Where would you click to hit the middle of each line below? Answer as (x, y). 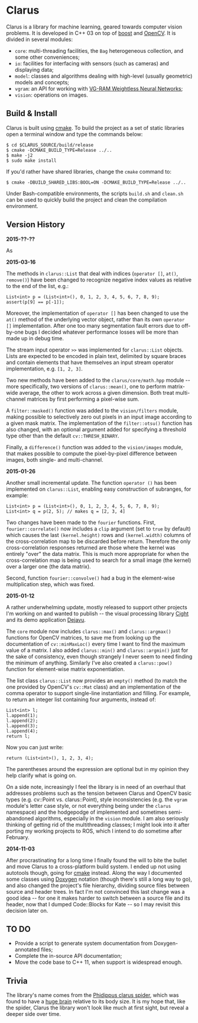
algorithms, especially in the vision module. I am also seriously (112, 818)
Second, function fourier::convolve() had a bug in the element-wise (91, 578)
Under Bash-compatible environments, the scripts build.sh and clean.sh (95, 193)
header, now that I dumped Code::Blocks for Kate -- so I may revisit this (93, 904)
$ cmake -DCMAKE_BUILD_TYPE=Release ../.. (59, 150)
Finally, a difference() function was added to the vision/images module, (95, 447)
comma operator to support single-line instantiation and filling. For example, (98, 693)
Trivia (17, 981)
